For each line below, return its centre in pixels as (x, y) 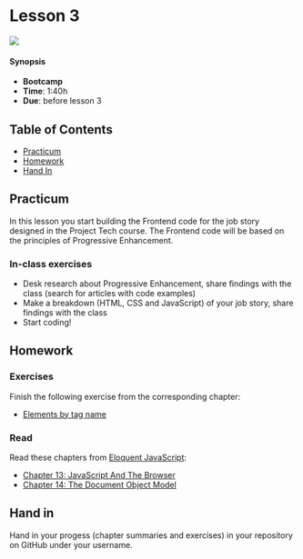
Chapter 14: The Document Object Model (100, 485)
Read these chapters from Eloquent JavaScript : (98, 458)
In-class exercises (51, 264)
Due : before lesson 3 (62, 101)
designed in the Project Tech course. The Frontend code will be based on (147, 230)
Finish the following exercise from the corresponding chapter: (125, 396)
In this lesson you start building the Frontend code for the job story (135, 221)
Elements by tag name (64, 414)
